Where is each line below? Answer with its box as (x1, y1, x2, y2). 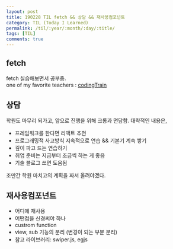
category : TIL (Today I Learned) (6, 20, 89, 25)
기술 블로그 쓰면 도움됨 (14, 159, 68, 166)
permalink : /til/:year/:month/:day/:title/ (6, 25, 116, 31)
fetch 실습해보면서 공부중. (6, 75, 66, 82)
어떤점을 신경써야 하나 (14, 215, 66, 222)
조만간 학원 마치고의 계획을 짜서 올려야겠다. (6, 171, 106, 178)
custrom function (14, 222, 57, 229)
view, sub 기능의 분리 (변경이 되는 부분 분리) (14, 229, 117, 236)
